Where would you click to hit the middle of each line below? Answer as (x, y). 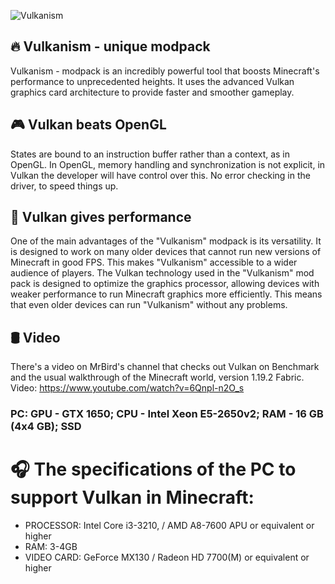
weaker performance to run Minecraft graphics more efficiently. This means (166, 294)
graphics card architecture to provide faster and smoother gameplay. (152, 92)
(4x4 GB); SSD (46, 427)
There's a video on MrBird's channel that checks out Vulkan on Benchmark (165, 367)
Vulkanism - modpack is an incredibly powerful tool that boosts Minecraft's (165, 71)
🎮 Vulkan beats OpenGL (88, 125)
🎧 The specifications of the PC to (153, 469)
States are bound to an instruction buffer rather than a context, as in (150, 154)
